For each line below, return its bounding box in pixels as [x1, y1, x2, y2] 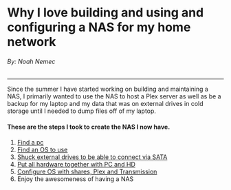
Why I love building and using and [7, 5, 204, 21]
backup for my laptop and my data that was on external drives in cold [7, 100, 204, 108]
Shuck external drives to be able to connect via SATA [16, 153, 168, 161]
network [7, 34, 56, 50]
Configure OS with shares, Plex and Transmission [16, 167, 157, 176]
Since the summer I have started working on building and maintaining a [7, 85, 208, 94]
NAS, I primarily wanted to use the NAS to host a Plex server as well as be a [7, 92, 221, 101]
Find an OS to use [16, 145, 68, 154]
